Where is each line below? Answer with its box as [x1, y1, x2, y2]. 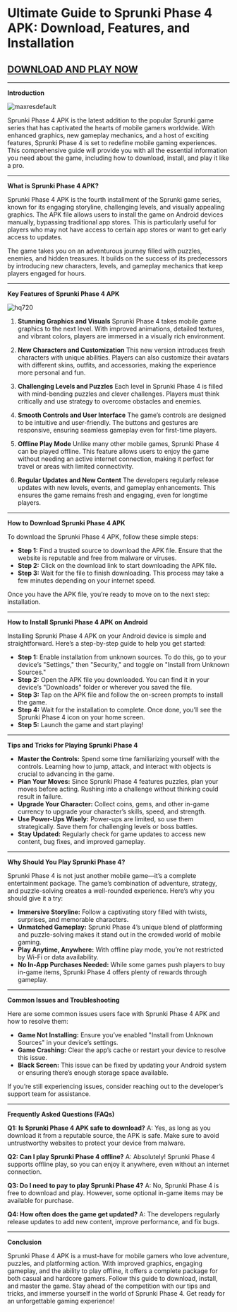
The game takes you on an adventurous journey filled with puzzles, [7, 246, 202, 255]
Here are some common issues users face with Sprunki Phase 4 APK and [7, 1010, 220, 1017]
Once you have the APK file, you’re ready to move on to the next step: [7, 590, 210, 598]
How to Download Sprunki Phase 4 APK [7, 519, 126, 527]
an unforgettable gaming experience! [7, 1297, 115, 1305]
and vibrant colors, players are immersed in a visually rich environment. [17, 332, 226, 341]
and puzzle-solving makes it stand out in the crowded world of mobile [17, 930, 221, 939]
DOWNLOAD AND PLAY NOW [7, 63, 139, 75]
